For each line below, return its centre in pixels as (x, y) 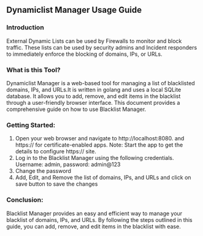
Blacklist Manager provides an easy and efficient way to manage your (94, 213)
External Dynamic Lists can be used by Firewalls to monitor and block (94, 41)
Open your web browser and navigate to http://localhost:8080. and (100, 139)
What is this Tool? (33, 70)
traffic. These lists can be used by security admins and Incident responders (102, 47)
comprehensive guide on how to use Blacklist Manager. (76, 109)
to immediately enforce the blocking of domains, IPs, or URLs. (84, 54)
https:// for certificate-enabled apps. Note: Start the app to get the (99, 145)
